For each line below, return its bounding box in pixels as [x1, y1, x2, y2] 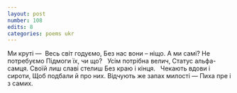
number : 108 [7, 17, 43, 24]
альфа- [194, 57, 216, 66]
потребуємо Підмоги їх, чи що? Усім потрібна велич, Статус [7, 57, 194, 66]
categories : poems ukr [7, 30, 75, 37]
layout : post [7, 10, 46, 18]
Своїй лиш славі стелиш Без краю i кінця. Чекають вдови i [29, 64, 211, 73]
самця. [7, 64, 28, 73]
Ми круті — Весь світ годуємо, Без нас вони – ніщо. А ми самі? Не [7, 49, 211, 58]
